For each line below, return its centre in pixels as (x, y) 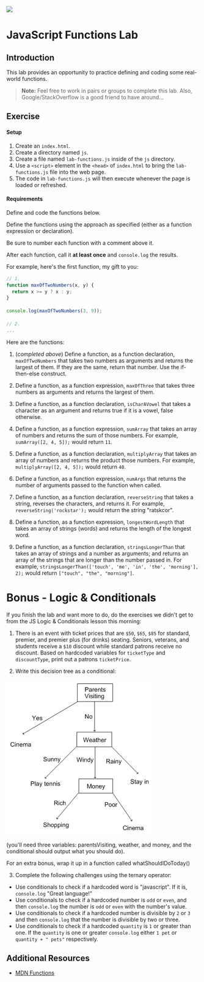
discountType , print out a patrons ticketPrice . (73, 659)
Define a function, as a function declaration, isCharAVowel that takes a (103, 404)
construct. (54, 374)
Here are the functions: (35, 342)
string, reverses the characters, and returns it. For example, (90, 504)
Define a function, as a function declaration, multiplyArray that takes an (106, 453)
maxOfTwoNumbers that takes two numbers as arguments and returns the (104, 360)
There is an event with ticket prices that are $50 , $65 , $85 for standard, (103, 633)
